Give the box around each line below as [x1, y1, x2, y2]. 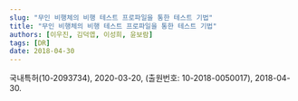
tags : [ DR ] [9, 38, 51, 48]
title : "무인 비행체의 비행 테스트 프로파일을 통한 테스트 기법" [9, 22, 217, 31]
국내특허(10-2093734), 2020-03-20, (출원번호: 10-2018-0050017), [9, 73, 254, 84]
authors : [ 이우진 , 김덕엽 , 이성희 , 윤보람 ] [9, 30, 154, 39]
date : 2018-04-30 [9, 47, 75, 56]
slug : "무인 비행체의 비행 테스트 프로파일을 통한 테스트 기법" [9, 13, 214, 23]
